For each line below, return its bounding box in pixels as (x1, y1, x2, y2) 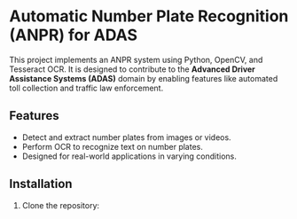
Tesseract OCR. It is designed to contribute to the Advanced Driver (9, 64, 255, 74)
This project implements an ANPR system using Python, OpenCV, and (9, 54, 263, 65)
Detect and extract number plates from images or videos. (21, 131, 232, 143)
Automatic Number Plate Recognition (9, 6, 289, 27)
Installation (9, 176, 73, 192)
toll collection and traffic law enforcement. (9, 82, 164, 93)
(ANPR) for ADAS (9, 25, 138, 45)
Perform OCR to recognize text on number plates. (21, 141, 204, 152)
